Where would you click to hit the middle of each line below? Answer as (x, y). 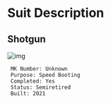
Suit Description (56, 13)
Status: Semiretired (41, 87)
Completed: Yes (33, 81)
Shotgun (27, 39)
